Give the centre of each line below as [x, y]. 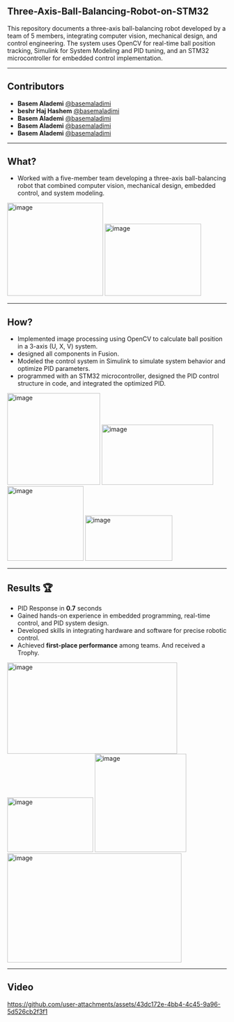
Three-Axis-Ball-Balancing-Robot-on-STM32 [108, 12]
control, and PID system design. [63, 623]
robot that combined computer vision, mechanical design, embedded [116, 186]
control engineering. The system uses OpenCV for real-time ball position [111, 43]
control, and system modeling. [61, 193]
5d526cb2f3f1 [28, 1012]
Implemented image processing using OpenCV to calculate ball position [120, 339]
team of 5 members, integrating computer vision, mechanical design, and [112, 36]
